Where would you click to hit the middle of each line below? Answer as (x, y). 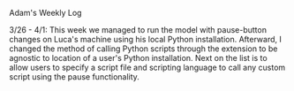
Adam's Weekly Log (45, 13)
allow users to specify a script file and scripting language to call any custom (147, 67)
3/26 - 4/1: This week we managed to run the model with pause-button (138, 30)
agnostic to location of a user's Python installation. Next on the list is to (138, 58)
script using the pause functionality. (74, 77)
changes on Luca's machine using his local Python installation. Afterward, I (146, 39)
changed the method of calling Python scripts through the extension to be (143, 49)
